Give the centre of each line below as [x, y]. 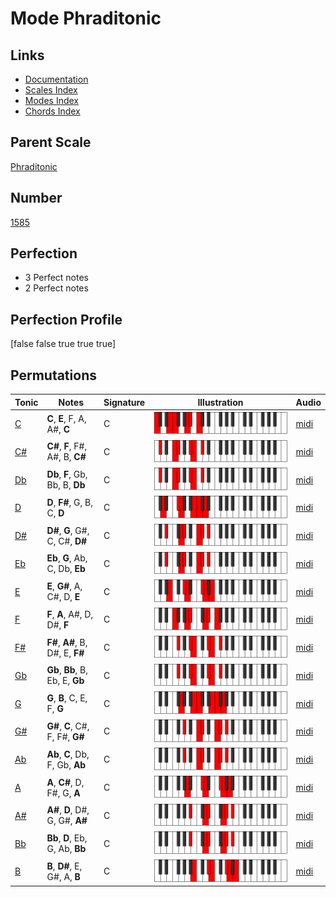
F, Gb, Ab [66, 764]
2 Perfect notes [56, 288]
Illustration [220, 402]
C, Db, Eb [66, 569]
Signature [124, 402]
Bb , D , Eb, [67, 838]
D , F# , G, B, [69, 502]
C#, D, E [63, 597]
